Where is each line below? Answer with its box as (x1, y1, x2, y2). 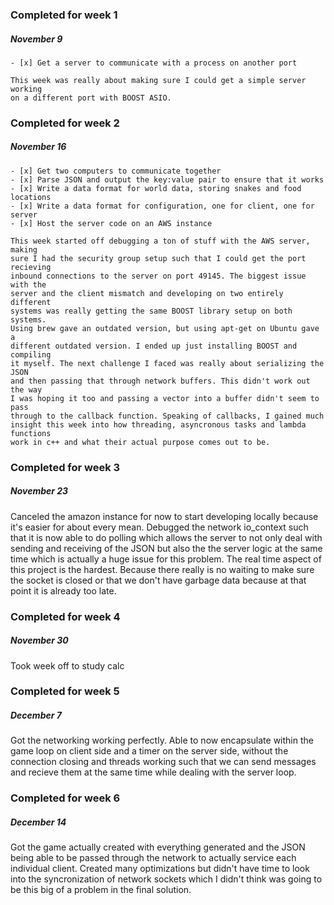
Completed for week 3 (10, 460, 121, 474)
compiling (10, 349, 52, 360)
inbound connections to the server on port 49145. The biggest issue (10, 271, 307, 281)
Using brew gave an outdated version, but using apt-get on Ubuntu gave (10, 323, 320, 333)
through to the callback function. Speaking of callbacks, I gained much (10, 411, 325, 421)
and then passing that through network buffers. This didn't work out (10, 376, 311, 386)
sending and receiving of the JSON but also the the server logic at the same (10, 542, 323, 554)
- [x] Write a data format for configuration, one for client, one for (10, 201, 315, 211)
